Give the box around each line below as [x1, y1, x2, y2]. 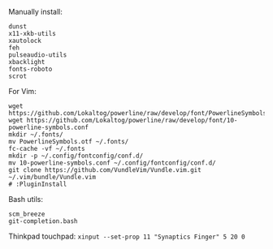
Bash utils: [8, 195, 43, 204]
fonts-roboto [8, 65, 53, 73]
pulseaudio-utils [8, 51, 67, 59]
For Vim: [8, 87, 37, 96]
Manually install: [8, 7, 63, 16]
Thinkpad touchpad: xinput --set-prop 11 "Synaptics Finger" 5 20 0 [8, 231, 245, 241]
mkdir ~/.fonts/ [8, 131, 63, 139]
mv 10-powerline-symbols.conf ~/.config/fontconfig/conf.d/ [8, 159, 217, 167]
